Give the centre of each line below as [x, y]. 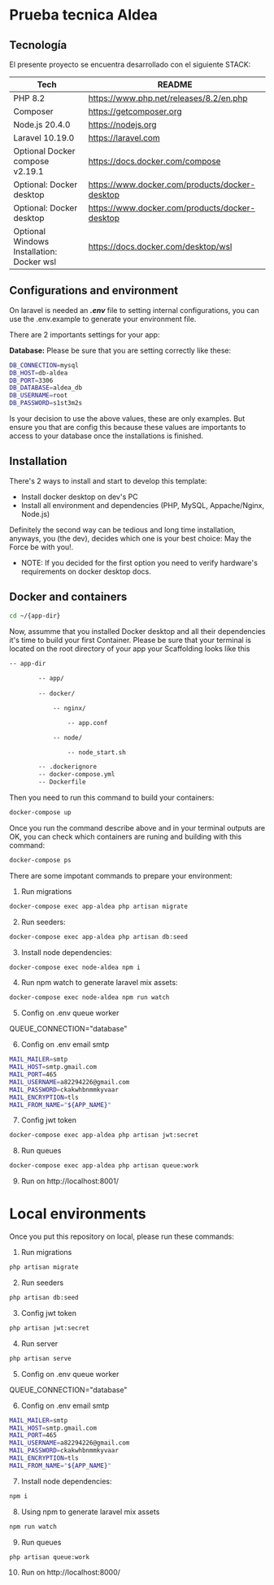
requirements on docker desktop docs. [86, 571]
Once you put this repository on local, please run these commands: [122, 1236]
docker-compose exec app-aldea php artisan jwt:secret [104, 1136]
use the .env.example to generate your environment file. [103, 319]
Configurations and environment [94, 291]
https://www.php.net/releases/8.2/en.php [168, 98]
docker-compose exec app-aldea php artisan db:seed [98, 936]
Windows [31, 241]
